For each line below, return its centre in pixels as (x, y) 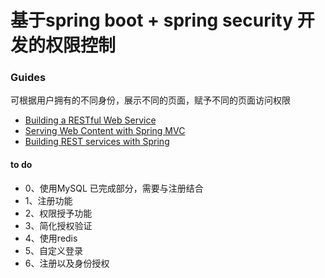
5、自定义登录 (54, 250)
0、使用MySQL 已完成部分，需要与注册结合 (114, 188)
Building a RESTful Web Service (90, 120)
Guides (28, 78)
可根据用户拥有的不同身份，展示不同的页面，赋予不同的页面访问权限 (150, 100)
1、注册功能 (48, 200)
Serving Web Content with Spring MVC (105, 131)
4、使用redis (51, 238)
